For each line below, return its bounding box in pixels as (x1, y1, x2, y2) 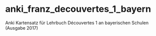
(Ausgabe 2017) (5, 25, 38, 31)
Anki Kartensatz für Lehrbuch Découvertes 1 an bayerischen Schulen (5, 20, 149, 26)
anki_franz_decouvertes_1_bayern (5, 3, 151, 15)
